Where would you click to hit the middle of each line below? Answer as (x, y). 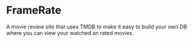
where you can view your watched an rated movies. (70, 33)
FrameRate (34, 10)
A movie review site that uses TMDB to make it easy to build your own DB (97, 27)
